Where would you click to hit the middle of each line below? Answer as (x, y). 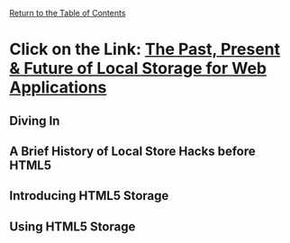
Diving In (35, 121)
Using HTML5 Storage (72, 226)
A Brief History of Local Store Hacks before (132, 151)
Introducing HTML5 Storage (89, 196)
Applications (58, 88)
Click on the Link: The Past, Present (145, 49)
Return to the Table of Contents (68, 13)
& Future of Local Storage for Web (138, 69)
